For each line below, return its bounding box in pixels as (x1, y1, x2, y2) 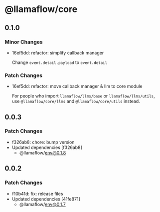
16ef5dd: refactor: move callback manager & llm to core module (11, 83, 143, 89)
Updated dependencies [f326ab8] (11, 144, 83, 150)
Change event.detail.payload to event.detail (11, 59, 108, 65)
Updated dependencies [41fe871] (11, 196, 80, 202)
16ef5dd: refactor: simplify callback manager (11, 49, 104, 55)
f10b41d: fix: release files (11, 190, 63, 196)
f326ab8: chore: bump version (11, 139, 75, 145)
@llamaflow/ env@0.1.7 (19, 201, 66, 207)
